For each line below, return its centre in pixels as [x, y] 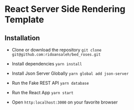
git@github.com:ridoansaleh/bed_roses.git [56, 55]
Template [24, 20]
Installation [22, 38]
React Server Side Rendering [65, 9]
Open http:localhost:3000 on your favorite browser [65, 102]
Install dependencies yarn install [47, 64]
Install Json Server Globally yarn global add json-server [70, 73]
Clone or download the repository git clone [57, 50]
